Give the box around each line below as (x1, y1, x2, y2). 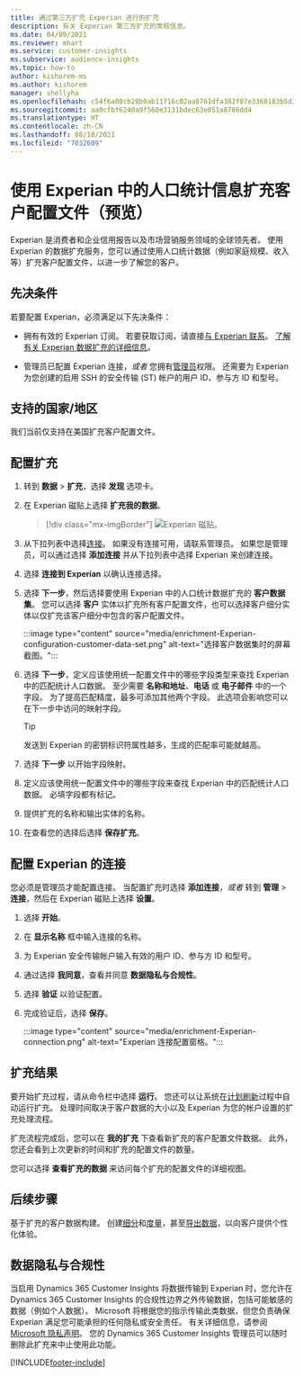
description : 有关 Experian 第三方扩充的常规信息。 (10, 22, 191, 31)
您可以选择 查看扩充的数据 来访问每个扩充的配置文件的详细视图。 (10, 1163, 251, 1174)
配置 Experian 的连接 (10, 856, 127, 871)
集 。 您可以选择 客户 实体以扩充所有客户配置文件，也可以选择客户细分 (22, 599, 282, 610)
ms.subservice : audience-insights (10, 55, 140, 64)
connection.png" (22, 1036, 86, 1047)
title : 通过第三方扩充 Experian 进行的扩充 (10, 13, 160, 22)
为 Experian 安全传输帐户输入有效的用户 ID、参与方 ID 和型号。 (22, 950, 256, 961)
